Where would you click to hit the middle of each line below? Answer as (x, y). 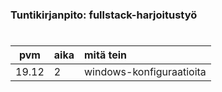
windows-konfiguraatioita (145, 72)
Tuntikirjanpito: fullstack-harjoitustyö (104, 15)
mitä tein (105, 55)
